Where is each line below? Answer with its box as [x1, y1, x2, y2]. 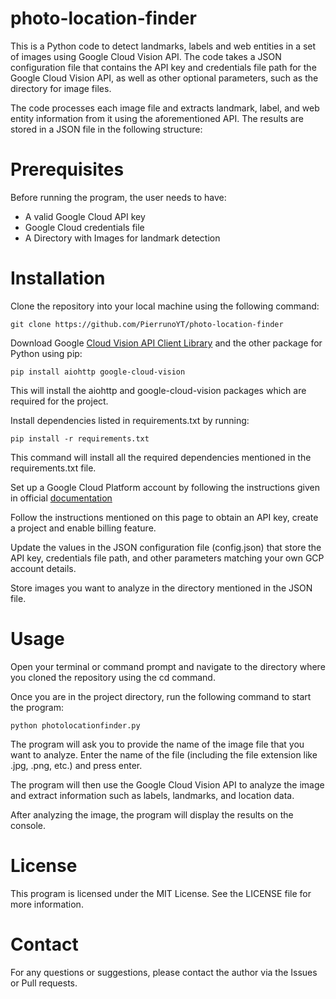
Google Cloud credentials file [24, 221, 145, 233]
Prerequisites [10, 158, 125, 181]
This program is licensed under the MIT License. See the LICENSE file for [10, 887, 312, 899]
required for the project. [10, 395, 109, 407]
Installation [10, 267, 106, 290]
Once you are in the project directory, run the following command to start [10, 690, 312, 702]
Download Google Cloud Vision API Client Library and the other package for [10, 337, 323, 349]
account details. [10, 562, 77, 574]
